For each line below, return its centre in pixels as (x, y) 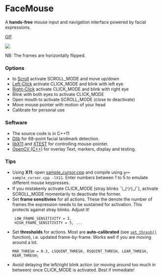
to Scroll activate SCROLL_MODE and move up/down (66, 79)
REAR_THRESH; (25, 255)
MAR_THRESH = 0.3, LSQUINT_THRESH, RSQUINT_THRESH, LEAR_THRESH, (80, 251)
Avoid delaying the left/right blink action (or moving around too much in (84, 264)
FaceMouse (29, 9)
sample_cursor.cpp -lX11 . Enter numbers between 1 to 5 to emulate (80, 177)
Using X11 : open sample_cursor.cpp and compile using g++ (71, 172)
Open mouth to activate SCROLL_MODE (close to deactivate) (74, 100)
